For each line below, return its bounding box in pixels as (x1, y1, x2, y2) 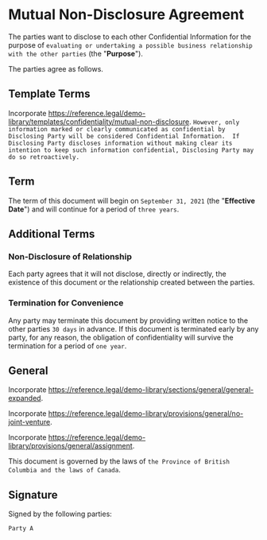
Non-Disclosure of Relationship (8, 251, 133, 262)
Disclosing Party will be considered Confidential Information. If (8, 132, 240, 140)
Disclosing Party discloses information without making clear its (8, 139, 233, 147)
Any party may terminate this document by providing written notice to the (8, 316, 249, 325)
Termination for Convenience (8, 297, 124, 309)
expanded (8, 394, 41, 403)
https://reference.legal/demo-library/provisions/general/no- (48, 409, 244, 418)
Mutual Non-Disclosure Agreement (8, 6, 245, 24)
